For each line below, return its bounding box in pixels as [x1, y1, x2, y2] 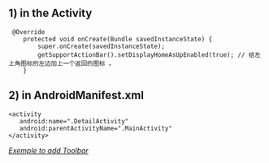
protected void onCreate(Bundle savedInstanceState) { [23, 35, 213, 43]
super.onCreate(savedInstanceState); [37, 42, 165, 50]
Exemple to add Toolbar [8, 145, 89, 155]
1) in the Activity [8, 6, 93, 20]
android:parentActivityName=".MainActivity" [19, 124, 173, 132]
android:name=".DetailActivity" [19, 117, 129, 125]
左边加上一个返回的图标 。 [38, 59, 115, 67]
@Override [11, 28, 46, 36]
